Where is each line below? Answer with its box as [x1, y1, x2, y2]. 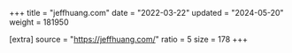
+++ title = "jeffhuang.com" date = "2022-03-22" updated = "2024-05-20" [9, 8, 285, 18]
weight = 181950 [9, 17, 69, 27]
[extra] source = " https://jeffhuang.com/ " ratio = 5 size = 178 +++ [9, 34, 249, 44]
